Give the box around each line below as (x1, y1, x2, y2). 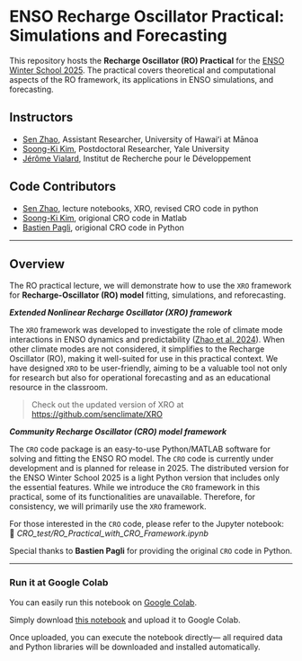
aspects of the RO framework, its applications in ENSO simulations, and (9, 74, 274, 85)
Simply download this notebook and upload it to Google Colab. (9, 614, 241, 625)
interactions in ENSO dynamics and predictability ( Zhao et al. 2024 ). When (9, 335, 286, 345)
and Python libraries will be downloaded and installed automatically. (9, 641, 261, 652)
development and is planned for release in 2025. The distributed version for (9, 463, 289, 474)
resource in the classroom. (9, 382, 109, 393)
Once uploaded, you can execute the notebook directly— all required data (9, 631, 283, 642)
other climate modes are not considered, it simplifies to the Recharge (9, 344, 265, 354)
